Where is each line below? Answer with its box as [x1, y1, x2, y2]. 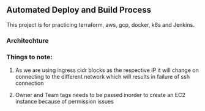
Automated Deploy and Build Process [6, 5, 152, 15]
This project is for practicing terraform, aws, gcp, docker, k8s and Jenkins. [6, 21, 195, 28]
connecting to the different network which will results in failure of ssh [15, 73, 190, 81]
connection [15, 79, 44, 87]
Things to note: [6, 52, 53, 61]
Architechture [6, 36, 49, 45]
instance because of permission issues [15, 98, 114, 106]
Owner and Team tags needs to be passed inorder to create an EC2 [15, 91, 185, 99]
